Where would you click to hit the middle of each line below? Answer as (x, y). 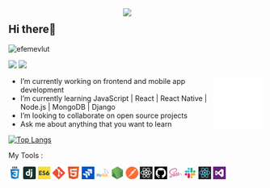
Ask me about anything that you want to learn (96, 123)
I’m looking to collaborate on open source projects (104, 115)
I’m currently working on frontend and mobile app (103, 81)
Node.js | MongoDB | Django (67, 107)
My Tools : (26, 155)
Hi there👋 (32, 29)
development (42, 90)
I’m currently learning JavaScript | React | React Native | (114, 98)
